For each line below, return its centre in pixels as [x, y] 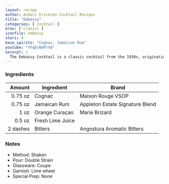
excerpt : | [17, 52]
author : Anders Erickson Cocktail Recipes [50, 15]
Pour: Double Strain [33, 160]
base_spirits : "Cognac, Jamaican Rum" [46, 43]
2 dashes [19, 129]
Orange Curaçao [54, 112]
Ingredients [20, 75]
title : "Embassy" [23, 19]
